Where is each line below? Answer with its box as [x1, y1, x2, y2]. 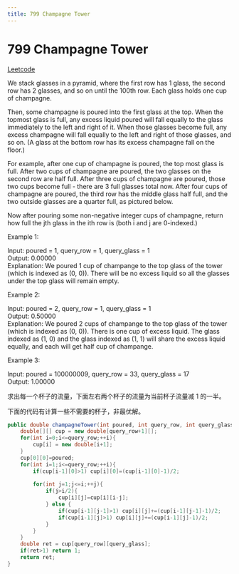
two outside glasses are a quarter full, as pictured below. [7, 197, 174, 205]
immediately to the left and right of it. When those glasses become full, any [7, 123, 228, 131]
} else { [45, 501, 72, 508]
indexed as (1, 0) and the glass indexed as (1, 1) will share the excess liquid [7, 334, 225, 343]
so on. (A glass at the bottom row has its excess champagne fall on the [7, 138, 215, 146]
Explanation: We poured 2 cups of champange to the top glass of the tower [7, 319, 228, 328]
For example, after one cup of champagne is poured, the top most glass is [7, 159, 224, 168]
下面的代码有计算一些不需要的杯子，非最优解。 [7, 407, 144, 416]
